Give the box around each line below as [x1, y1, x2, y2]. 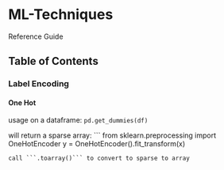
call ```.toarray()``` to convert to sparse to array [8, 154, 191, 163]
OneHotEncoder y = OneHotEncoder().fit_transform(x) [8, 139, 186, 149]
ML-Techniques [8, 6, 114, 24]
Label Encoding [8, 78, 70, 89]
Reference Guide [8, 32, 64, 41]
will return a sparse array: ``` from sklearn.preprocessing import [8, 130, 217, 140]
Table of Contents [8, 55, 99, 68]
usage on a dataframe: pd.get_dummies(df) [8, 115, 149, 125]
